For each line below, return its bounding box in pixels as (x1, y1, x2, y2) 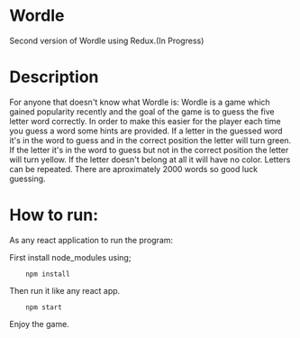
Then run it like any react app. (9, 285, 121, 296)
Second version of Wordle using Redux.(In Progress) (9, 35, 205, 46)
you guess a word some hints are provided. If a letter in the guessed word (9, 125, 283, 136)
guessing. (9, 173, 47, 184)
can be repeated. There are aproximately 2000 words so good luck (9, 163, 259, 174)
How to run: (9, 205, 99, 225)
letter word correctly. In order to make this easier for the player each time (9, 115, 281, 126)
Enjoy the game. (9, 318, 69, 329)
